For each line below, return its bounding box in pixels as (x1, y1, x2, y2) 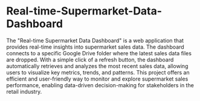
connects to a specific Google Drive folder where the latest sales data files (6, 49, 192, 57)
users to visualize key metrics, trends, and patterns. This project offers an (6, 69, 190, 76)
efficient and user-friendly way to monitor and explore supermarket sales (6, 75, 189, 82)
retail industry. (6, 88, 42, 95)
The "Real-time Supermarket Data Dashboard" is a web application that (6, 37, 184, 44)
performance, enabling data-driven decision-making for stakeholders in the (6, 81, 195, 88)
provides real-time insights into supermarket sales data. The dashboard (6, 43, 184, 50)
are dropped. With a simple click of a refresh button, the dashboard (6, 56, 174, 63)
